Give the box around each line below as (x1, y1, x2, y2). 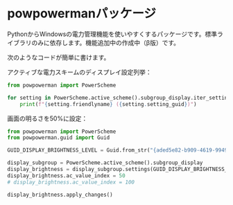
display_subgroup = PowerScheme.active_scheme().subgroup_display (7, 159, 203, 166)
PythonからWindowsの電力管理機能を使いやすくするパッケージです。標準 (7, 30, 217, 38)
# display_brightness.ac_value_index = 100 (7, 179, 135, 186)
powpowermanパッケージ (7, 6, 157, 21)
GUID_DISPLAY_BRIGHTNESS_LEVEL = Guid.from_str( (7, 147, 150, 154)
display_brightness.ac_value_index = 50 (7, 172, 126, 179)
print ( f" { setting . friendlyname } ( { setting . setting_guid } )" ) (19, 100, 197, 107)
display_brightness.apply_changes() (7, 191, 113, 198)
